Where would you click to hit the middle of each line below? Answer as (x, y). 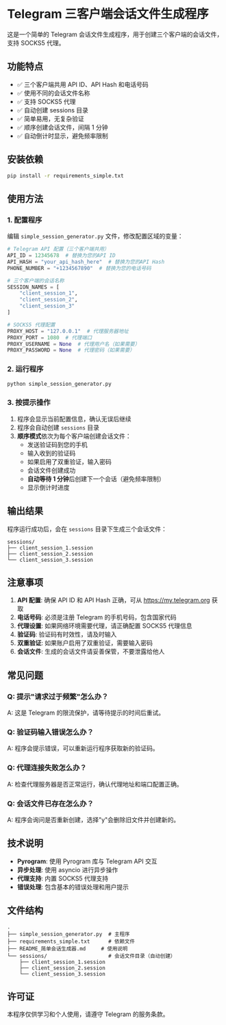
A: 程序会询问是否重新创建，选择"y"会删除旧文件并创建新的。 (93, 819)
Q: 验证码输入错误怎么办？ (50, 732)
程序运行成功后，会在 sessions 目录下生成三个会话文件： (87, 529)
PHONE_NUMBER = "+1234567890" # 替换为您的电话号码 (79, 268)
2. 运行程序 (25, 369)
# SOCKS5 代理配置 (31, 325)
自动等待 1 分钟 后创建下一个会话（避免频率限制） (96, 479)
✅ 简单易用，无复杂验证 (50, 119)
